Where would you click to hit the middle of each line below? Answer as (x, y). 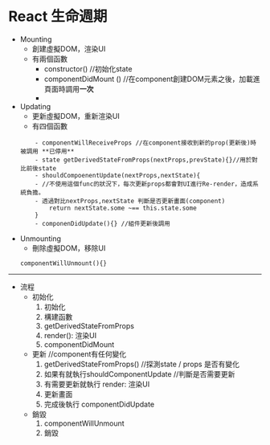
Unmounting (41, 239)
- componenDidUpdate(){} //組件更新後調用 (102, 223)
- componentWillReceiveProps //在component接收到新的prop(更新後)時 (146, 143)
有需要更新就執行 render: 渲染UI (97, 384)
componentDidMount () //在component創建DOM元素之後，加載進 (152, 79)
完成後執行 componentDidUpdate (99, 404)
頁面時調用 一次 (69, 88)
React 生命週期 (58, 16)
